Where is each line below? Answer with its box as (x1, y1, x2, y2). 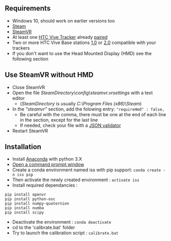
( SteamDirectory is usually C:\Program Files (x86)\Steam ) (19, 100, 142, 106)
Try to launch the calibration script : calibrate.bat (12, 230, 119, 236)
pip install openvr (5, 192, 47, 198)
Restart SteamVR (12, 127, 48, 134)
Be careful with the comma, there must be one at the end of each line (19, 111, 166, 117)
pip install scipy (5, 210, 44, 215)
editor (12, 95, 25, 101)
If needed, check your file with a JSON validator (19, 122, 121, 128)
